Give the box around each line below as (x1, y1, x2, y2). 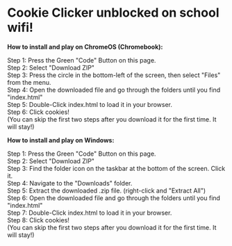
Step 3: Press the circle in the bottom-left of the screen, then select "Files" (7, 71, 221, 79)
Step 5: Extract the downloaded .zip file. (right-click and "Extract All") (7, 186, 206, 195)
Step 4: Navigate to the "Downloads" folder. (7, 179, 133, 187)
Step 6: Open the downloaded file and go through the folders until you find (7, 193, 221, 202)
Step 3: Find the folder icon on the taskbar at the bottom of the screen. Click (7, 164, 226, 172)
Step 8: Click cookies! (7, 215, 69, 224)
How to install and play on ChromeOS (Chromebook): (7, 42, 163, 51)
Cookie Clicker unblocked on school (7, 5, 219, 21)
